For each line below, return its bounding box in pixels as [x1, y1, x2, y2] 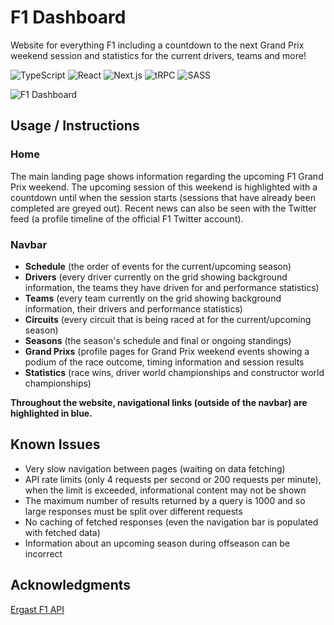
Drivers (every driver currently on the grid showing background [24, 271, 288, 283]
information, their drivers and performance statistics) [24, 302, 243, 315]
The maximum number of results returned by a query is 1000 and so [24, 494, 306, 506]
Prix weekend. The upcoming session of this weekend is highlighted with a [10, 181, 318, 193]
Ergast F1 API [10, 603, 65, 615]
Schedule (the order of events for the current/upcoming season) [24, 260, 292, 272]
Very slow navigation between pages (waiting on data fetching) [24, 462, 286, 475]
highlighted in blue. [10, 407, 93, 419]
